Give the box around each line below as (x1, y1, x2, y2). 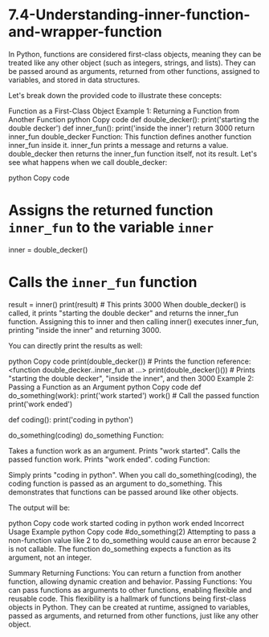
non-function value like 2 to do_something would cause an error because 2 (8, 535, 257, 545)
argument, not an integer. (8, 553, 92, 562)
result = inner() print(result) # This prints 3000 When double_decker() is (8, 299, 247, 309)
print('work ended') (8, 399, 73, 409)
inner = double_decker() (8, 245, 88, 254)
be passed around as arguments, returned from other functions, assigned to (8, 66, 260, 76)
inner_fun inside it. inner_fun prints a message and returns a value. (8, 140, 229, 150)
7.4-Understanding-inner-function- (8, 6, 251, 24)
